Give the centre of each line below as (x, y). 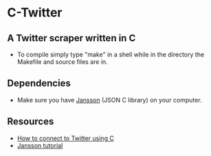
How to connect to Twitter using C (66, 138)
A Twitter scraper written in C (71, 38)
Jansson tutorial (40, 145)
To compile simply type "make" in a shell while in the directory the (111, 54)
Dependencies (39, 83)
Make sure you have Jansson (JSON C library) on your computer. (109, 100)
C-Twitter (35, 13)
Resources (31, 122)
